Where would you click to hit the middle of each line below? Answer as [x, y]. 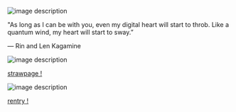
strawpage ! [25, 73]
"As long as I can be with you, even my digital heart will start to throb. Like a [118, 24]
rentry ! [18, 101]
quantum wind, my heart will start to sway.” [70, 32]
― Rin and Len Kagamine [44, 46]
